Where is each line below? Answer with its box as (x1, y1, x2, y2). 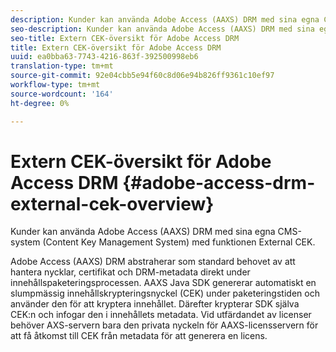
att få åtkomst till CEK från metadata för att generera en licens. (10, 330, 268, 342)
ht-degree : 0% (10, 98, 70, 108)
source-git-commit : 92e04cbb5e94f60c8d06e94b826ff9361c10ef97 (10, 71, 275, 81)
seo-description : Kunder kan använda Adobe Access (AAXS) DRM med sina (10, 24, 315, 34)
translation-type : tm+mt (10, 61, 114, 71)
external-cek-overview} (10, 192, 215, 215)
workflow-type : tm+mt (10, 80, 101, 90)
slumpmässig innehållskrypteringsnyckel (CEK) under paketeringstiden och (10, 287, 320, 300)
